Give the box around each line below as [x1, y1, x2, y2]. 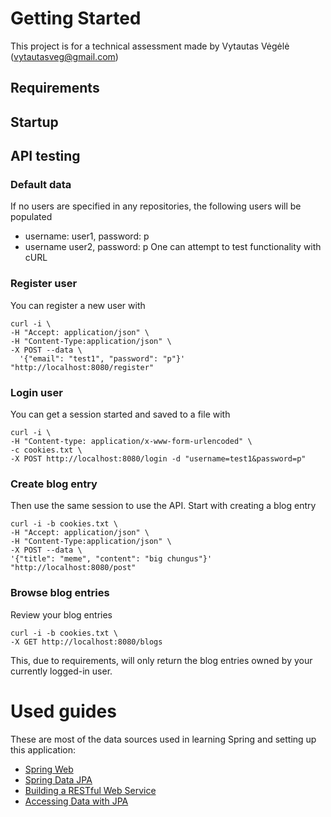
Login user [10, 385, 63, 399]
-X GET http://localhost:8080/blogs [10, 637, 163, 647]
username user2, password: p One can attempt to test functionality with [24, 241, 322, 253]
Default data [10, 178, 72, 192]
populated [10, 211, 53, 223]
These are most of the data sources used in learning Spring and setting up [10, 733, 317, 745]
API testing [10, 148, 81, 165]
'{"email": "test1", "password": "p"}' [19, 353, 186, 364]
